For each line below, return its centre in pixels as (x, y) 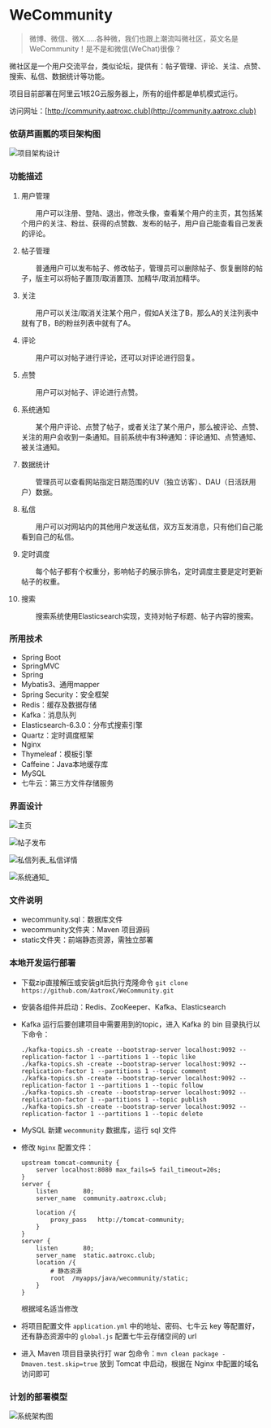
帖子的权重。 (42, 581)
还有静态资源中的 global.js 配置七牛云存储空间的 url (109, 1336)
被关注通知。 (42, 447)
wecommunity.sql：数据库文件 (72, 920)
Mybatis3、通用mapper (60, 684)
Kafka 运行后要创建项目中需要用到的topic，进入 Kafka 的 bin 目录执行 (137, 1024)
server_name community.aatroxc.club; (101, 1198)
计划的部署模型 (39, 1396)
